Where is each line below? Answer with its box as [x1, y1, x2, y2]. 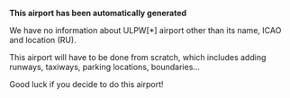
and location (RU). [9, 35, 77, 45]
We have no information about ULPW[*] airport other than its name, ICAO [9, 25, 282, 35]
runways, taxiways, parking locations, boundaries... [9, 62, 201, 72]
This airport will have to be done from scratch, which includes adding [9, 52, 267, 62]
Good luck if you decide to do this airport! [9, 79, 164, 89]
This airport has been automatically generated [9, 8, 187, 18]
